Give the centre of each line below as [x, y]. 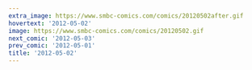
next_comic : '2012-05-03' [52, 38]
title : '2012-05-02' [43, 53]
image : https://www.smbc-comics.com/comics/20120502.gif [106, 31]
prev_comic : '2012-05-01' [52, 46]
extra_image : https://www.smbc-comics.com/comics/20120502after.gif [126, 16]
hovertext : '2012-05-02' [50, 23]
